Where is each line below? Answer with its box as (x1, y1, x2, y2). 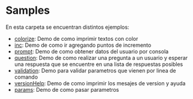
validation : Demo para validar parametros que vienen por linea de (14, 67, 176, 74)
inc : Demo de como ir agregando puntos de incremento (14, 41, 152, 49)
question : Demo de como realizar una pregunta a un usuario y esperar (14, 54, 188, 61)
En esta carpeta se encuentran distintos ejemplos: (5, 23, 129, 31)
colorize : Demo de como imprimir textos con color (14, 35, 138, 42)
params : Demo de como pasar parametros (14, 86, 119, 93)
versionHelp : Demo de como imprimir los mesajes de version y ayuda (14, 79, 186, 87)
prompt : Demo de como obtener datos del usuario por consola (14, 47, 169, 55)
